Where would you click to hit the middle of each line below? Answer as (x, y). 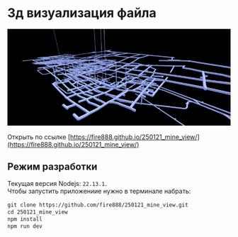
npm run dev (25, 226)
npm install (25, 219)
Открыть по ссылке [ (39, 137)
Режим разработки (52, 166)
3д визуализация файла (82, 13)
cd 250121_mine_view (38, 212)
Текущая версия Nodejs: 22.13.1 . (57, 184)
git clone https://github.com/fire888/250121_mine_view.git (98, 205)
